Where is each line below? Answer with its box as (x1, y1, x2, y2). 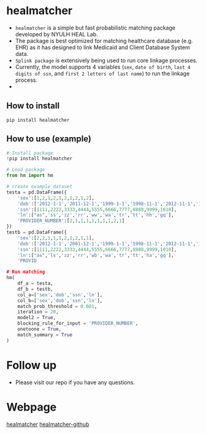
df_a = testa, (17, 280, 53, 286)
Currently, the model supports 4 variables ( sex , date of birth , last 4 (15, 63, 191, 71)
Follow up (6, 358, 57, 372)
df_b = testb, (17, 286, 53, 292)
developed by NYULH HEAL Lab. (15, 30, 98, 37)
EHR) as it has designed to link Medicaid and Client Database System (15, 44, 190, 51)
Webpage (6, 400, 57, 414)
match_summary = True (17, 331, 72, 338)
